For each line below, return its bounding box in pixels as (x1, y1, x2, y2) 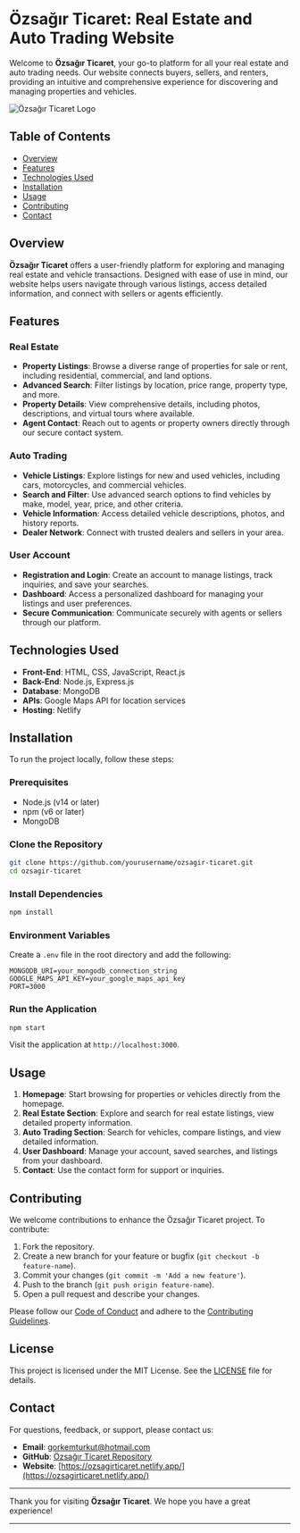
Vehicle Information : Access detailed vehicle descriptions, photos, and (21, 507, 286, 518)
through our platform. (21, 616, 102, 627)
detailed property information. (21, 1118, 133, 1128)
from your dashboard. (21, 1155, 103, 1166)
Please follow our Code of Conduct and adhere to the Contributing (9, 1306, 254, 1317)
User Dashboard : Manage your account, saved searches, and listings (21, 1146, 279, 1157)
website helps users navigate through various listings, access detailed (9, 278, 268, 289)
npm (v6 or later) (21, 806, 85, 817)
